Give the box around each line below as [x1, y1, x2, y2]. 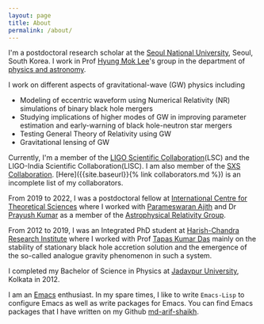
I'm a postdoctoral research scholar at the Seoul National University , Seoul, [8, 48, 254, 58]
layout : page [8, 11, 52, 20]
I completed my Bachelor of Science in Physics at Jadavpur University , [8, 266, 239, 276]
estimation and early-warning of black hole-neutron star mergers [19, 120, 232, 131]
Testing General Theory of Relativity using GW [19, 129, 172, 139]
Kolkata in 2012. [8, 275, 60, 284]
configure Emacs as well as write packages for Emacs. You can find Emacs [8, 299, 254, 308]
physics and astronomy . [8, 65, 86, 74]
